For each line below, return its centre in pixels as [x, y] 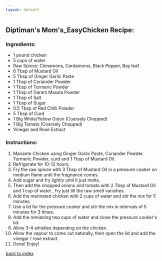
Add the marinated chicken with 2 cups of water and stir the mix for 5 [84, 196]
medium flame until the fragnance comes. [56, 174]
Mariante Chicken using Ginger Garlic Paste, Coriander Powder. [78, 153]
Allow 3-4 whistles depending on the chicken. [60, 227]
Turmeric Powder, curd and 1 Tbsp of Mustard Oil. [64, 158]
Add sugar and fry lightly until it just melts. [56, 180]
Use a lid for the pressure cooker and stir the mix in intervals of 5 [80, 206]
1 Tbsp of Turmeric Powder [41, 87]
